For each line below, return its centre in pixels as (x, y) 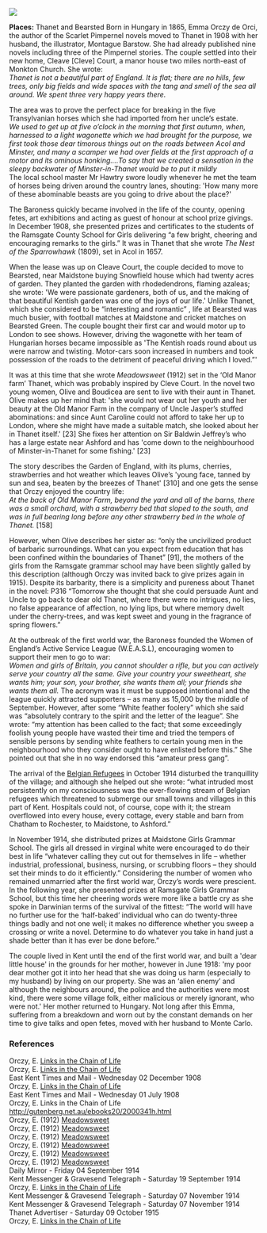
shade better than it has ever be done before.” (84, 940)
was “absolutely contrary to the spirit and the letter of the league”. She (124, 716)
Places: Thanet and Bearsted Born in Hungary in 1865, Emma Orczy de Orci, (133, 27)
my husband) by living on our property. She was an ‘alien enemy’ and (122, 981)
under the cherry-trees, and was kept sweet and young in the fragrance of (130, 616)
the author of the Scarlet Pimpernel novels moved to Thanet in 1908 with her (133, 35)
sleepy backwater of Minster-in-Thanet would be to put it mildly (113, 169)
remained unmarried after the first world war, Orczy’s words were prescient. (133, 881)
